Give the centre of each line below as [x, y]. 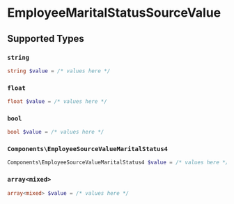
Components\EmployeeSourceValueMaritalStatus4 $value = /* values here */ [118, 163]
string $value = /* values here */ [59, 71]
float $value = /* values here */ [57, 102]
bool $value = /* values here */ [56, 132]
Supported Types [46, 39]
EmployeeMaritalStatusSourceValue [114, 13]
